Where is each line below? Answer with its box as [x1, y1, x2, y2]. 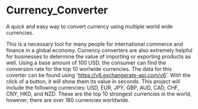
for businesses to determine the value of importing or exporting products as [6, 53, 191, 60]
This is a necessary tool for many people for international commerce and [6, 40, 183, 47]
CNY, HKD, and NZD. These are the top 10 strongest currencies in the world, [6, 90, 192, 97]
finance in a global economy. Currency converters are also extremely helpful [6, 46, 193, 53]
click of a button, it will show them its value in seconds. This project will [6, 77, 180, 85]
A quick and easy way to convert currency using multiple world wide [6, 23, 173, 30]
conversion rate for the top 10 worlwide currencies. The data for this [6, 65, 173, 72]
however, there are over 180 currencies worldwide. [6, 96, 130, 103]
